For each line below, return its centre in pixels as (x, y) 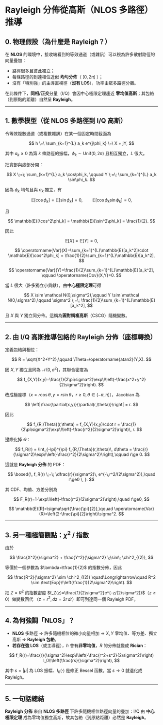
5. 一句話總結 (25, 698)
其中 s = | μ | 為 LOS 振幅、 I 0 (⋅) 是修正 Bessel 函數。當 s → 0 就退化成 (74, 671)
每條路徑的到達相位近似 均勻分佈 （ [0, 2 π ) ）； (57, 77)
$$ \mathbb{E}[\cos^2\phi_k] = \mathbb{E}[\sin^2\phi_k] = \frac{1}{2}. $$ (81, 221)
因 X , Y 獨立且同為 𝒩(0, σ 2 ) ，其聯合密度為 (47, 369)
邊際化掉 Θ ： (18, 439)
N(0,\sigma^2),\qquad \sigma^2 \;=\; (44, 300)
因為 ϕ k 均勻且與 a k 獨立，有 (33, 190)
